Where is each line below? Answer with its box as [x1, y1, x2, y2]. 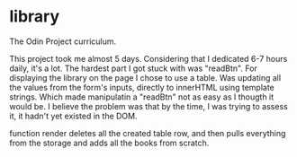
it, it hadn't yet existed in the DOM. [9, 110, 138, 121]
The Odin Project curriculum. [9, 36, 117, 47]
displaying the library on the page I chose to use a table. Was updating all [9, 72, 282, 83]
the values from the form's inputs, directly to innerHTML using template [9, 82, 274, 92]
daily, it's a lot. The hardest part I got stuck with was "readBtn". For [9, 63, 258, 74]
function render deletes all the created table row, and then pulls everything [9, 127, 286, 138]
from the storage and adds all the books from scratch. [9, 137, 210, 148]
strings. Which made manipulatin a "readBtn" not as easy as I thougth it [9, 92, 274, 102]
